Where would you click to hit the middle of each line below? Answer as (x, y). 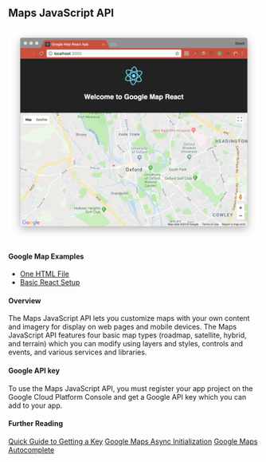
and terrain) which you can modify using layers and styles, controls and (126, 344)
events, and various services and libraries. (78, 352)
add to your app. (35, 405)
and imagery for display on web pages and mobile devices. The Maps (123, 327)
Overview (25, 300)
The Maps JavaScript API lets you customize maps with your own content (129, 318)
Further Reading (36, 424)
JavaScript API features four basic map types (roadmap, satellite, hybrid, (127, 335)
